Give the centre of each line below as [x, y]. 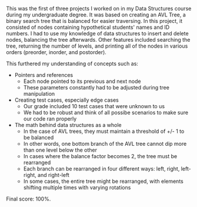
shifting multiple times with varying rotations [77, 187]
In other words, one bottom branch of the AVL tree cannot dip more [105, 144]
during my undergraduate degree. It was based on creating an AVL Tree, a [96, 15]
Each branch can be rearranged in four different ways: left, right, [101, 169]
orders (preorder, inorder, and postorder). [56, 52]
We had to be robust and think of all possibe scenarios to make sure [106, 112]
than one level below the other [60, 150]
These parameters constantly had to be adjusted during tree [96, 87]
